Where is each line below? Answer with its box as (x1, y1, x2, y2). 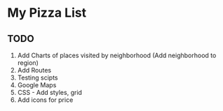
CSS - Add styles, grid (17, 89, 83, 96)
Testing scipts (17, 73, 58, 82)
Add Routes (17, 66, 52, 74)
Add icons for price (17, 96, 74, 104)
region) (17, 59, 39, 67)
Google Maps (17, 81, 57, 89)
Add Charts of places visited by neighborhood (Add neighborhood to (17, 51, 217, 59)
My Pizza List (7, 5, 86, 21)
